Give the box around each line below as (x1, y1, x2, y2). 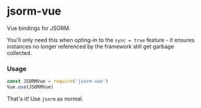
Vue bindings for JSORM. (7, 24, 71, 32)
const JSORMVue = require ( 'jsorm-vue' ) (7, 78, 109, 85)
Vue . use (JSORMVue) (7, 84, 54, 90)
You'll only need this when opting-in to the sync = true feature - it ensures (7, 36, 195, 43)
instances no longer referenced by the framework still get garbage (7, 43, 175, 50)
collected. (7, 49, 32, 56)
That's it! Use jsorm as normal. (7, 95, 84, 102)
